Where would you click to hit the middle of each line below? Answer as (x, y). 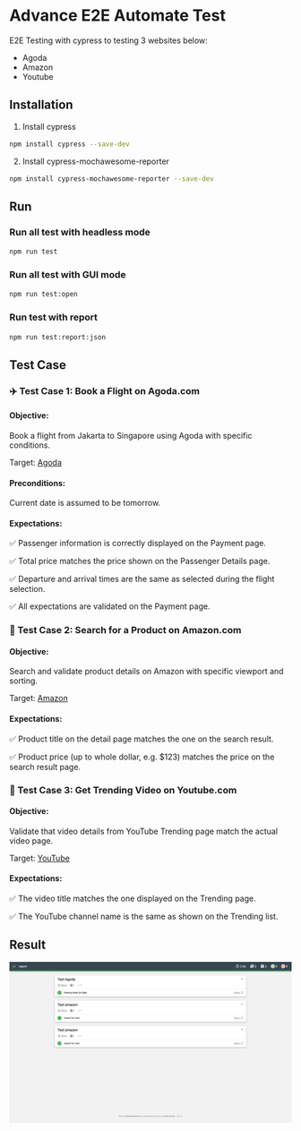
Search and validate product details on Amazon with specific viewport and (146, 672)
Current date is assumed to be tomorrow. (85, 503)
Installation (41, 105)
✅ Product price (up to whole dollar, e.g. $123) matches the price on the (142, 757)
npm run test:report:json (57, 337)
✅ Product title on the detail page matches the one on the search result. (142, 739)
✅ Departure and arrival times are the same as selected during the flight (142, 579)
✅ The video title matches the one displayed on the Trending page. (133, 898)
